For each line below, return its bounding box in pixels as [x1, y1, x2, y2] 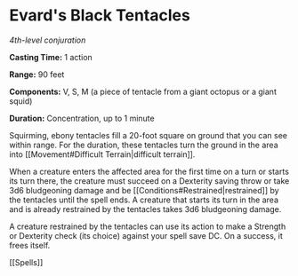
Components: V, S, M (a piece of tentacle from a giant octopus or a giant [9, 86, 278, 97]
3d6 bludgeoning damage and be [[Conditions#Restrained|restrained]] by [9, 185, 279, 195]
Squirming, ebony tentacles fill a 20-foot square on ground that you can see [9, 130, 287, 140]
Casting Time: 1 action [9, 51, 93, 62]
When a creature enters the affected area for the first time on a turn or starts [9, 166, 289, 177]
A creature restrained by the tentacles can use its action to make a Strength [9, 221, 286, 232]
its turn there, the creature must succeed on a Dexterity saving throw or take [9, 175, 290, 186]
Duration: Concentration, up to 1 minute [9, 113, 155, 123]
